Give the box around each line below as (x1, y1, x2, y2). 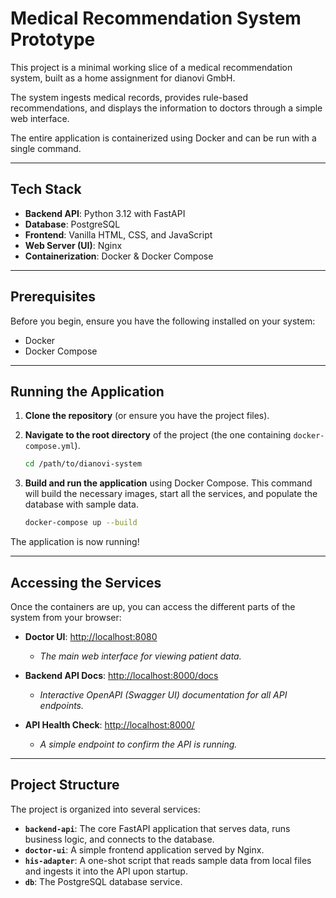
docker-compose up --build (24, 518, 138, 528)
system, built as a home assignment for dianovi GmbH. (10, 72, 236, 84)
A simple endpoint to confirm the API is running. (39, 738, 238, 750)
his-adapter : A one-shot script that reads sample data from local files (24, 854, 312, 866)
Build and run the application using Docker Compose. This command (24, 477, 313, 489)
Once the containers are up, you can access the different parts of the (10, 600, 296, 612)
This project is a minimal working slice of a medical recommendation (10, 61, 293, 73)
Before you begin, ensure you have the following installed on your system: (10, 315, 316, 327)
